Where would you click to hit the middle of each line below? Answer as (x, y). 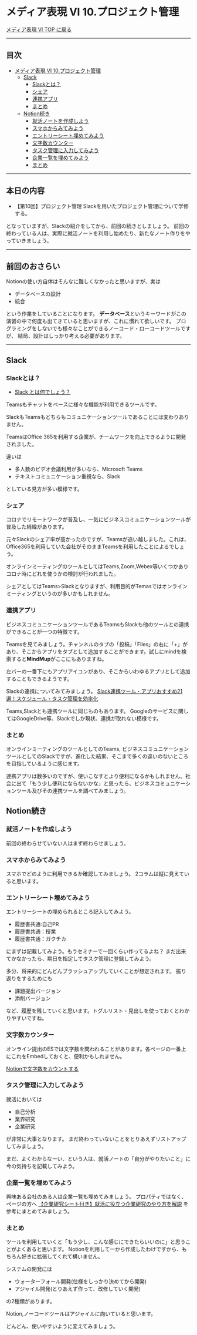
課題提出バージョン (38, 991)
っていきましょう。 (29, 240)
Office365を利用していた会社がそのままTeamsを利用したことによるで (90, 546)
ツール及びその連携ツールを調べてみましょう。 (72, 790)
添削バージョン (33, 998)
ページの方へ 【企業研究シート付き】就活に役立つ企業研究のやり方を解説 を (97, 1204)
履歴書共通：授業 (35, 931)
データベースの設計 (38, 294)
